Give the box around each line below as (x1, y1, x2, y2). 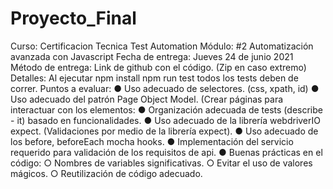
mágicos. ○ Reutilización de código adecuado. (10, 167, 203, 179)
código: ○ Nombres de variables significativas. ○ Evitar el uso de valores (10, 157, 313, 169)
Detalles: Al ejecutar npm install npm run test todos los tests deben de (10, 72, 299, 84)
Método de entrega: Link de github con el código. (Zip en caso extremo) (10, 61, 307, 73)
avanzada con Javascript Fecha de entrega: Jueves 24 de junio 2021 (10, 50, 294, 62)
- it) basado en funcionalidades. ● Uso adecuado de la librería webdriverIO (10, 114, 321, 126)
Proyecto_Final (10, 7, 137, 30)
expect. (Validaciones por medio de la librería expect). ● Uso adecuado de (10, 125, 319, 137)
